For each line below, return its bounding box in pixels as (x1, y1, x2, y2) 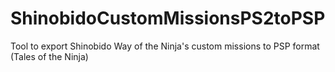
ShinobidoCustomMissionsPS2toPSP (10, 7, 326, 30)
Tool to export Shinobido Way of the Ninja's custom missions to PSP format (10, 40, 320, 52)
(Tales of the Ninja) (10, 50, 89, 62)
